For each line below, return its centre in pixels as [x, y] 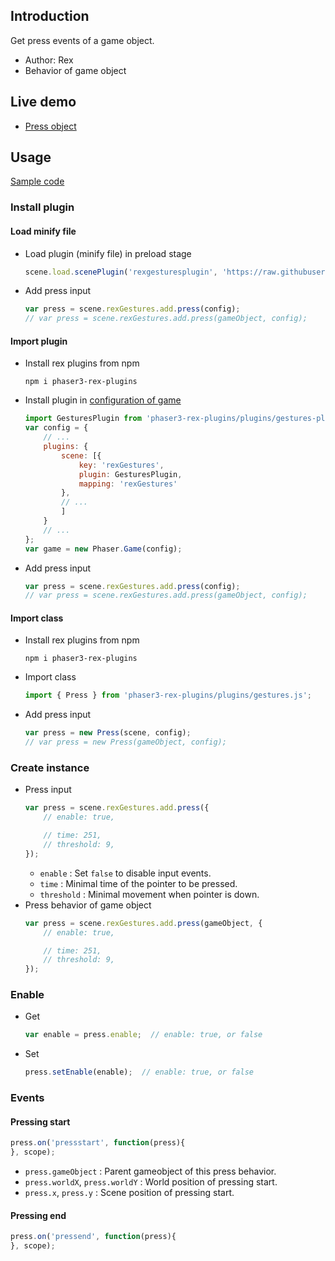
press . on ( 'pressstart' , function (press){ [98, 1143]
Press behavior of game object [88, 905]
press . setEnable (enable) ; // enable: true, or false [139, 1072]
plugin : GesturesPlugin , [130, 474]
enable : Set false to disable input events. [125, 873]
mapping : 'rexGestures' [128, 484]
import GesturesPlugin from [83, 419]
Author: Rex [49, 60]
